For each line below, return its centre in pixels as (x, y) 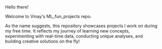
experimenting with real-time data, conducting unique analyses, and (74, 36)
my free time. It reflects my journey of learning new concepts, (67, 31)
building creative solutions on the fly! (42, 41)
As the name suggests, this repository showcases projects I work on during (81, 26)
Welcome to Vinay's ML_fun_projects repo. (48, 16)
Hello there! (17, 7)
